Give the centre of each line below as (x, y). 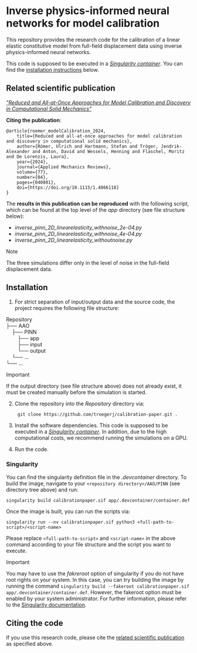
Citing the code (35, 623)
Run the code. (31, 449)
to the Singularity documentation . (46, 605)
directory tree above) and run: (42, 489)
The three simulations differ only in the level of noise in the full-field (88, 262)
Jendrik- (171, 146)
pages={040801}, (37, 182)
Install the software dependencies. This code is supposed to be (91, 425)
